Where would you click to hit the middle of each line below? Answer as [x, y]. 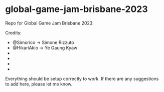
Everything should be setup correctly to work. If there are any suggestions [82, 78]
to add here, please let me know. [39, 84]
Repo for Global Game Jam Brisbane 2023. [49, 23]
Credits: [13, 32]
